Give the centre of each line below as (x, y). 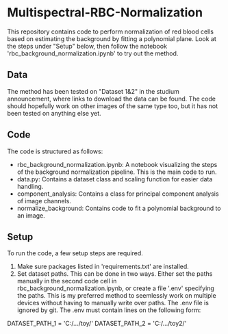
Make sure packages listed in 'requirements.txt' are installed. (103, 267)
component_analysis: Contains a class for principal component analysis (118, 194)
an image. (31, 215)
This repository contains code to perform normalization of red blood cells (111, 31)
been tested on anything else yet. (54, 113)
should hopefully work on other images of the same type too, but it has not (112, 106)
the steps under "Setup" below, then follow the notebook (87, 46)
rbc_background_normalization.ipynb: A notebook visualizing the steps (117, 164)
